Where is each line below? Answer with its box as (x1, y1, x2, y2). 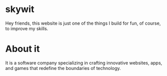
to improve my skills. (5, 25, 48, 31)
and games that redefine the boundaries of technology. (5, 65, 121, 71)
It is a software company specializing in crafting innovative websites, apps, (5, 59, 162, 66)
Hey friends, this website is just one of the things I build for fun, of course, (5, 20, 161, 26)
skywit (5, 4, 35, 15)
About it (5, 43, 40, 55)
